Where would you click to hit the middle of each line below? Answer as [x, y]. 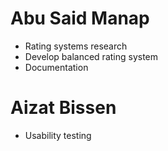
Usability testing [58, 135]
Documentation [56, 67]
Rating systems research [76, 46]
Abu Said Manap [80, 18]
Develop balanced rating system [91, 56]
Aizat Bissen [63, 108]
